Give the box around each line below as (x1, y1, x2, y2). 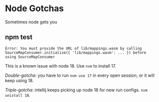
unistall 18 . (5, 92, 31, 98)
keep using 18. (5, 77, 34, 83)
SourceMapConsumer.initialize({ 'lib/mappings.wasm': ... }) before (5, 50, 146, 55)
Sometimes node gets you (5, 19, 57, 25)
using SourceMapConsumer (5, 54, 55, 59)
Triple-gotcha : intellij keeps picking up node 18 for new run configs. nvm (5, 87, 148, 93)
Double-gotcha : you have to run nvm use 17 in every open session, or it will (5, 72, 155, 78)
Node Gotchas (5, 3, 64, 14)
